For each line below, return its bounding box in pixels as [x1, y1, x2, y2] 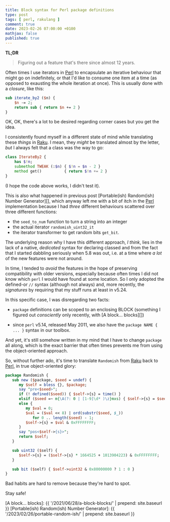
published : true [5, 36, 39, 41]
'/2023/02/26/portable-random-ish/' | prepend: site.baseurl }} [5, 511, 135, 517]
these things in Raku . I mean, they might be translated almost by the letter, [5, 139, 160, 145]
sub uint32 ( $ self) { [12, 448, 58, 453]
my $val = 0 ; [25, 406, 53, 411]
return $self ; [18, 434, 49, 439]
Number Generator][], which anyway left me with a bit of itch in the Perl [5, 198, 154, 204]
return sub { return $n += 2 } [14, 105, 80, 110]
